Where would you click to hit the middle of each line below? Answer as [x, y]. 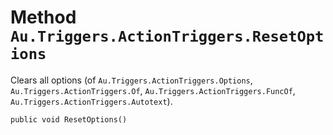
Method [43, 17]
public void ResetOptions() [69, 119]
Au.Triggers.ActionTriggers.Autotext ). [91, 101]
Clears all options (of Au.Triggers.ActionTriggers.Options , [131, 80]
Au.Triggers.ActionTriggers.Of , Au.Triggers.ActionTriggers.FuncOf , [153, 90]
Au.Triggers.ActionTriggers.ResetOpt [167, 36]
